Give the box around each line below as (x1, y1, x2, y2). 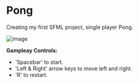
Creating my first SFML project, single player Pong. (6, 23, 134, 31)
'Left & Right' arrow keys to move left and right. (15, 64, 133, 72)
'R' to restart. (15, 71, 48, 78)
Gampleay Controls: (6, 46, 58, 54)
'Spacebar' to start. (15, 58, 63, 66)
